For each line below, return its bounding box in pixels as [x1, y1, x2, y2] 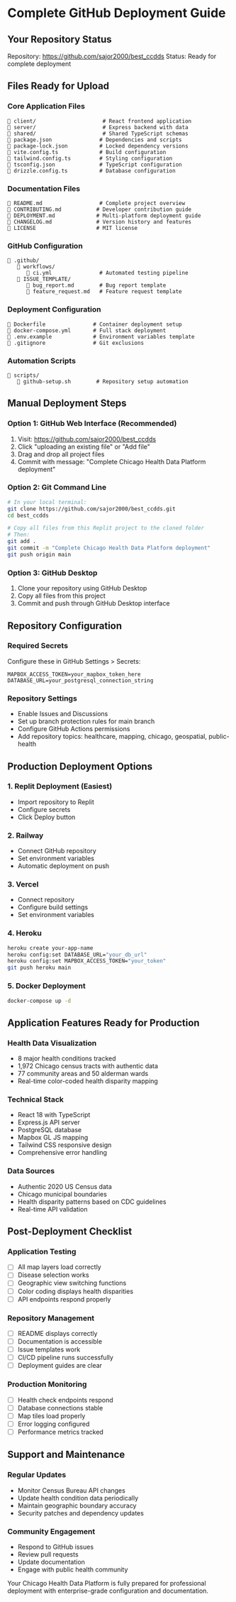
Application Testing [7, 1246, 77, 1256]
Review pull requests [17, 1549, 79, 1559]
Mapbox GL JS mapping [17, 1134, 89, 1142]
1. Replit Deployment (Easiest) [7, 781, 113, 791]
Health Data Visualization [7, 1038, 97, 1048]
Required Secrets [7, 641, 69, 651]
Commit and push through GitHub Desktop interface [17, 599, 170, 608]
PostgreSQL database [17, 1126, 82, 1134]
